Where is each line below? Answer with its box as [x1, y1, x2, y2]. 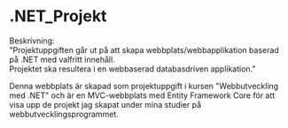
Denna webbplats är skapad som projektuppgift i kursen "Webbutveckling [9, 80, 279, 91]
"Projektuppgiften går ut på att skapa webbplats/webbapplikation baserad [9, 44, 279, 55]
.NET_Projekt [9, 6, 107, 26]
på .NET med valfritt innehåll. [9, 54, 115, 64]
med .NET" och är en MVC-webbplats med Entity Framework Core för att [9, 90, 276, 101]
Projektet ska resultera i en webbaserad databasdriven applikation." [9, 64, 256, 74]
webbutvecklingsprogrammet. [9, 109, 120, 119]
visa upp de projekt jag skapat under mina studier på [9, 99, 202, 109]
